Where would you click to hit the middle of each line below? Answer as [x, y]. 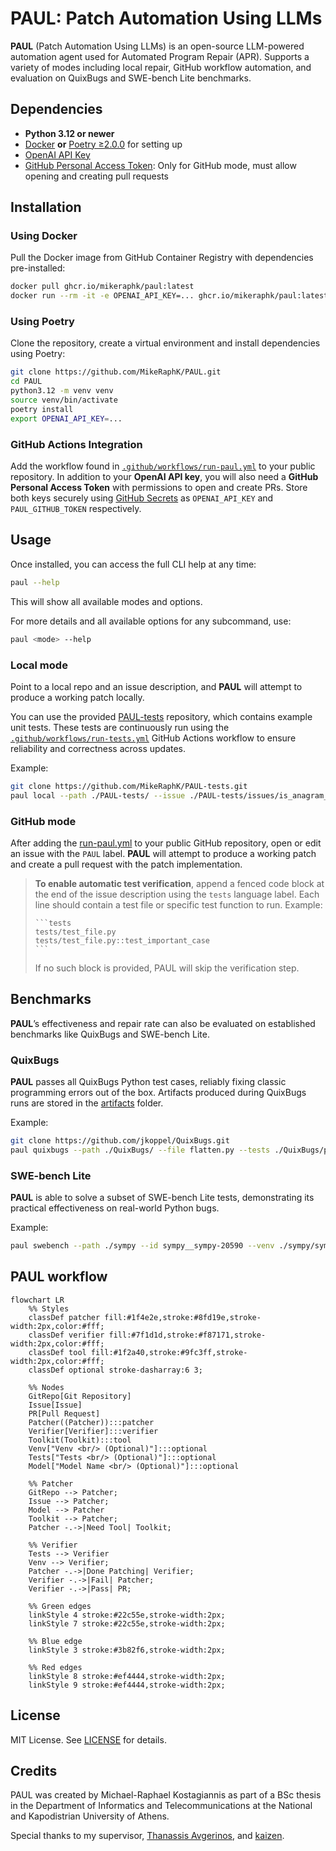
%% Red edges [55, 1667]
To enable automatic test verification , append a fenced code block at [179, 883]
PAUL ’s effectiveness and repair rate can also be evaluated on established [163, 1023]
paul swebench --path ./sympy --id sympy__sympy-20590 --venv [142, 1246]
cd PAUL [26, 382]
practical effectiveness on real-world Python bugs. [115, 1208]
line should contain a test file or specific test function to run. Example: [178, 904]
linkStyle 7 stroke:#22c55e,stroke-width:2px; [127, 1623]
